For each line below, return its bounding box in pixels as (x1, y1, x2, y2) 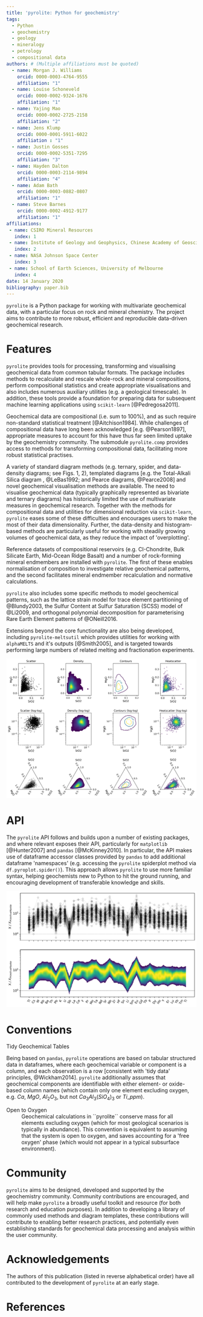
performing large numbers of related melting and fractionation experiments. (6, 646, 195, 654)
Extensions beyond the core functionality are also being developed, (6, 627, 174, 634)
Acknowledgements (6, 1253, 110, 1266)
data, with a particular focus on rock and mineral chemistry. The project (6, 308, 185, 316)
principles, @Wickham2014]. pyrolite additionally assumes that (6, 1074, 166, 1081)
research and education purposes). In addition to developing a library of (6, 1206, 185, 1213)
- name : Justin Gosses (11, 144, 69, 150)
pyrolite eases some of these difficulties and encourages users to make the (6, 515, 197, 522)
